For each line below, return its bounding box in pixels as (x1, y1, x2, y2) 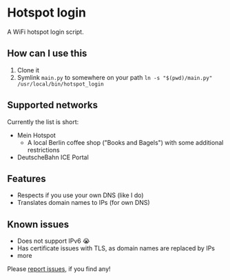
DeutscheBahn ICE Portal (17, 153, 90, 161)
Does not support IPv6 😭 (17, 237, 90, 246)
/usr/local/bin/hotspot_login (17, 81, 105, 88)
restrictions (27, 146, 60, 154)
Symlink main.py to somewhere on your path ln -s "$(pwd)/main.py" (17, 73, 213, 81)
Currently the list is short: (7, 117, 79, 126)
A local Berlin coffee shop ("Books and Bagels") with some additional (27, 138, 224, 146)
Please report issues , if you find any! (7, 265, 112, 273)
